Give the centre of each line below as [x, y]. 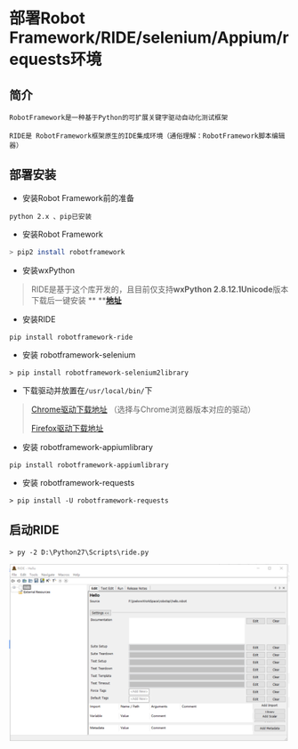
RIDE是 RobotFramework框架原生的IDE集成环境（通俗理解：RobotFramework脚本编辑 [147, 136]
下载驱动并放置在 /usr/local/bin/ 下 [87, 390]
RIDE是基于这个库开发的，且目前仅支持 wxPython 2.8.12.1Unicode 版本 [160, 289]
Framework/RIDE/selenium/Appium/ [146, 38]
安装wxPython [48, 270]
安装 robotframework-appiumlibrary [88, 447]
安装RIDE [39, 319]
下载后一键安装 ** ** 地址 [76, 300]
